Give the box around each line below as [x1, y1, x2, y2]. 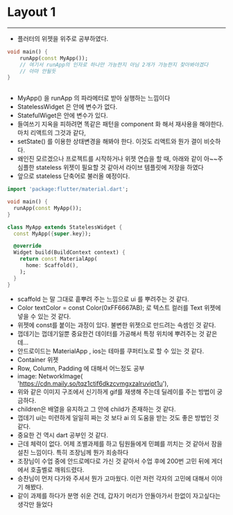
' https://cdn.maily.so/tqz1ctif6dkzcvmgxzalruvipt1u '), [17, 379, 169, 387]
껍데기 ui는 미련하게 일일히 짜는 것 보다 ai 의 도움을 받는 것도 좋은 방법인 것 [17, 413, 220, 421]
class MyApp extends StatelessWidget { [7, 223, 123, 231]
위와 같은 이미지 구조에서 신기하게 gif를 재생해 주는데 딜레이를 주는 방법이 [17, 387, 216, 396]
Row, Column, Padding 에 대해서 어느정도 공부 [17, 364, 145, 372]
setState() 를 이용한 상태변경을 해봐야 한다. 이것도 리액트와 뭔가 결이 [17, 137, 202, 146]
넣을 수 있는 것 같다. [17, 312, 71, 320]
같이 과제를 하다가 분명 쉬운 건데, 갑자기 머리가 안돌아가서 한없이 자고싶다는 [17, 491, 221, 500]
